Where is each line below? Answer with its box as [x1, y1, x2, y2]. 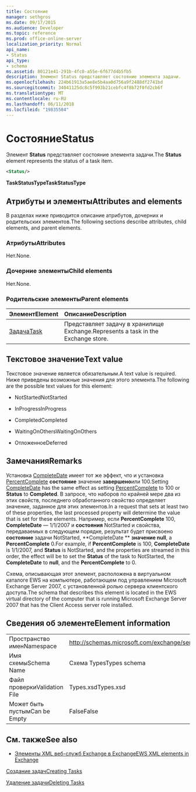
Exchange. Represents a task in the [64, 327, 159, 335]
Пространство [9, 635, 50, 643]
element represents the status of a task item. [6, 158, 114, 165]
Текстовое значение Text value [6, 354, 123, 364]
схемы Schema [9, 659, 50, 667]
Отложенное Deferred [14, 439, 68, 446]
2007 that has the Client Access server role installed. [6, 601, 133, 608]
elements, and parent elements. [6, 224, 82, 231]
